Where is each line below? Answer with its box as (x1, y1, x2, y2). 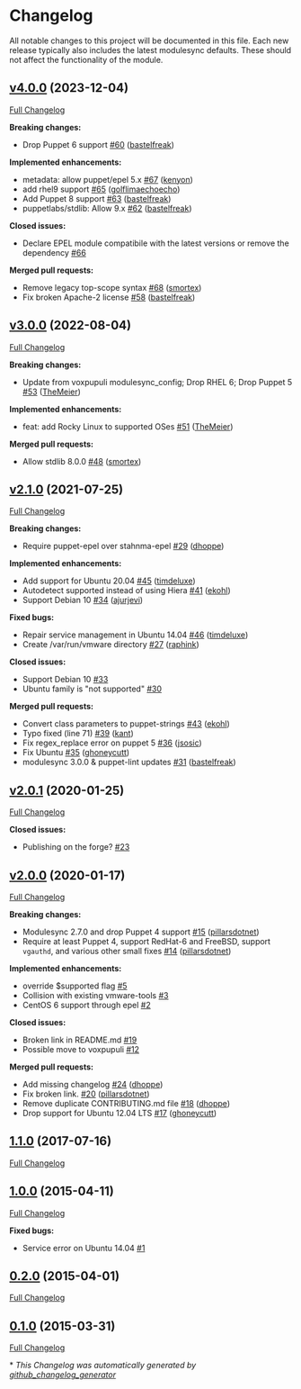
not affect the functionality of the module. (9, 54, 164, 65)
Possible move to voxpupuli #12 (22, 1044, 139, 1054)
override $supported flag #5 (22, 980, 128, 991)
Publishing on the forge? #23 (22, 842, 130, 852)
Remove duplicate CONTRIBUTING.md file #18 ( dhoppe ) (22, 1098, 231, 1108)
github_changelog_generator (9, 1369, 117, 1380)
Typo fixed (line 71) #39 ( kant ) (22, 728, 134, 739)
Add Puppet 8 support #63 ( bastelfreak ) (22, 193, 172, 203)
